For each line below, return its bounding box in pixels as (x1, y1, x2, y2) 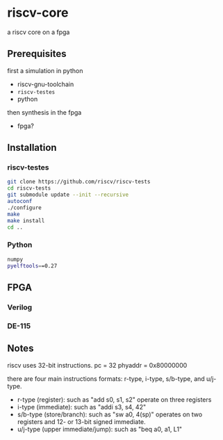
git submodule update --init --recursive (7, 191, 129, 199)
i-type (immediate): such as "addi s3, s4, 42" (17, 402, 147, 411)
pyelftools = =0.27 (7, 262, 58, 269)
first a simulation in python (7, 66, 83, 74)
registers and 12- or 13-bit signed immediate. (17, 417, 146, 425)
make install (7, 217, 45, 224)
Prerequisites (7, 48, 67, 60)
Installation (7, 142, 57, 154)
